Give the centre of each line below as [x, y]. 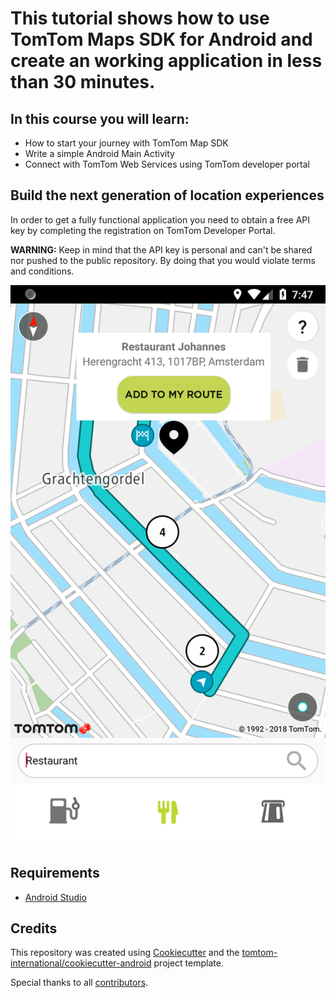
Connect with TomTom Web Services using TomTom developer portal [167, 164]
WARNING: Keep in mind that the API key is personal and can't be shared [161, 249]
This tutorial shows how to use [140, 18]
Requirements [55, 873]
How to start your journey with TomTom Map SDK [126, 143]
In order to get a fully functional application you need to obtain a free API [160, 219]
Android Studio [55, 897]
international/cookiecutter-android [81, 963]
